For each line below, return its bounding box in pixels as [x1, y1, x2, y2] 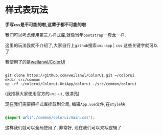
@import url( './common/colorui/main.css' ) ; [5, 115, 95, 120]
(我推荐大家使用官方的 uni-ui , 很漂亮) [5, 90, 80, 96]
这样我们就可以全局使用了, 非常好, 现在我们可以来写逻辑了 [5, 124, 121, 130]
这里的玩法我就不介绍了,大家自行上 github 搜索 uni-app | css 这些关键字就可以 [5, 42, 158, 48]
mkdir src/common [5, 77, 41, 82]
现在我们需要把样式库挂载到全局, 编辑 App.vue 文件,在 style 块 [5, 101, 125, 107]
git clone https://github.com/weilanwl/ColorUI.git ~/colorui [5, 73, 135, 78]
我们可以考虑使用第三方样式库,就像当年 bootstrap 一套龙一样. [5, 32, 126, 38]
